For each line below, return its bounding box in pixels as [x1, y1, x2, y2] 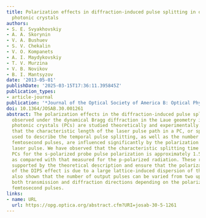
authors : [6, 20, 29, 26]
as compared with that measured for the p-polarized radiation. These [12, 156, 196, 162]
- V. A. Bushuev [6, 37, 48, 43]
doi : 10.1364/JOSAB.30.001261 [6, 105, 84, 112]
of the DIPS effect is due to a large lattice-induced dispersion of [12, 168, 193, 174]
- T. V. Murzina [6, 60, 48, 66]
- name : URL [6, 196, 37, 202]
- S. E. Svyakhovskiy [6, 26, 62, 32]
